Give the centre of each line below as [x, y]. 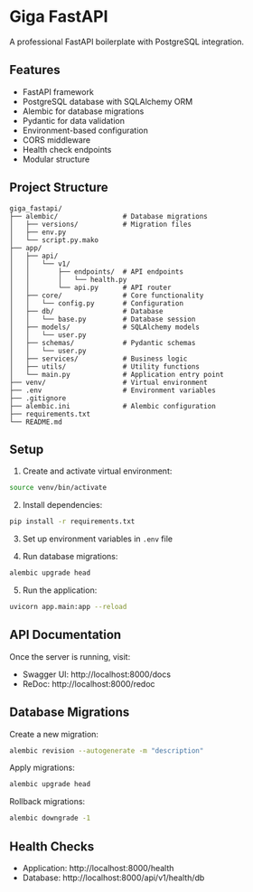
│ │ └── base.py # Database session [103, 319]
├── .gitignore [38, 398]
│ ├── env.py [38, 232]
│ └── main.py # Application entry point [117, 374]
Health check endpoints [67, 149]
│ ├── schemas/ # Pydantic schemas [103, 343]
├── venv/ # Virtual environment [108, 382]
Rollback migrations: [47, 802]
